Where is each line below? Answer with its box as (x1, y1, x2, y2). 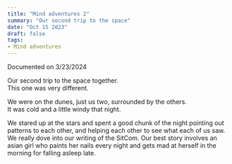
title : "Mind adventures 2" (7, 10, 90, 18)
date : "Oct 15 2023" (7, 23, 68, 30)
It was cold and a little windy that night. (7, 105, 121, 113)
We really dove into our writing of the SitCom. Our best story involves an (7, 134, 217, 142)
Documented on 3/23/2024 (7, 63, 87, 71)
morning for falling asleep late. (7, 149, 97, 157)
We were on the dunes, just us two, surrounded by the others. (7, 98, 187, 106)
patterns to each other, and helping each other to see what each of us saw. (7, 127, 226, 134)
